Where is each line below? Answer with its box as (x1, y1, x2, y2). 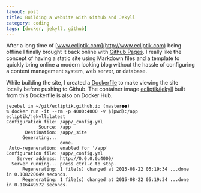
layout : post (6, 8, 39, 15)
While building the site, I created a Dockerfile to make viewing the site (6, 79, 179, 86)
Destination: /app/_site (25, 129, 87, 135)
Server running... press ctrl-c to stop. (11, 161, 117, 167)
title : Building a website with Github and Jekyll (6, 14, 136, 20)
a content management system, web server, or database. (6, 67, 148, 75)
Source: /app (38, 124, 71, 131)
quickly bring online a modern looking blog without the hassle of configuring (6, 61, 195, 68)
